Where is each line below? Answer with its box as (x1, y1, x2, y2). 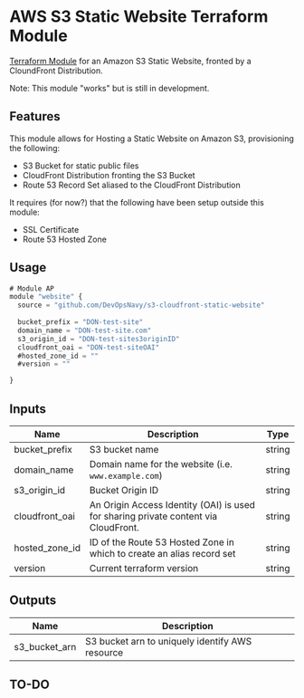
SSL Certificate (22, 224, 80, 234)
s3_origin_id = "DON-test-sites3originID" (17, 334, 180, 343)
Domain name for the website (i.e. (89, 458, 233, 470)
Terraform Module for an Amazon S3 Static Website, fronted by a (9, 55, 252, 66)
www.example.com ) (89, 469, 163, 482)
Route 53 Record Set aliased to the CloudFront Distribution (22, 179, 242, 190)
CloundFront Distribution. (9, 65, 103, 76)
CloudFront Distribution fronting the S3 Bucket (22, 169, 196, 180)
